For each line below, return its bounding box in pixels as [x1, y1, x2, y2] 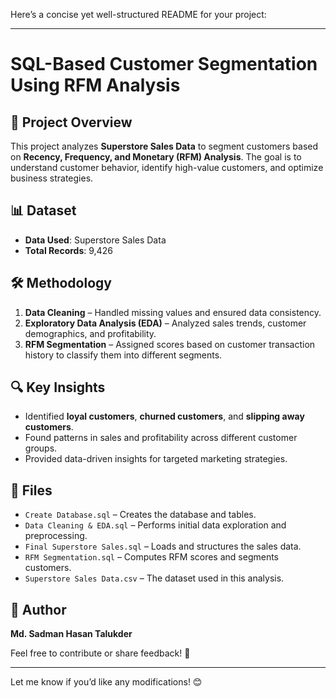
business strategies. [10, 172, 94, 184]
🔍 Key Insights [10, 379, 106, 396]
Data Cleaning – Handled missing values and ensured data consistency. [24, 306, 322, 318]
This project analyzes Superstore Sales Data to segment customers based [10, 140, 319, 152]
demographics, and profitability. [24, 327, 157, 339]
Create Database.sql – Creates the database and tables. [24, 509, 257, 521]
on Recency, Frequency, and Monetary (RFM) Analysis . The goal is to [10, 151, 302, 163]
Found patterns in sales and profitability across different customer [24, 432, 298, 444]
